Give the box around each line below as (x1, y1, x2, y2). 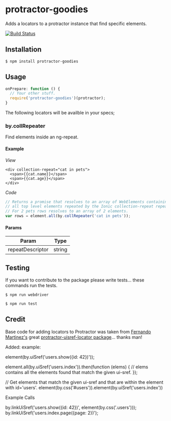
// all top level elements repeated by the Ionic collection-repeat (5, 204, 154, 209)
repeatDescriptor (8, 246, 49, 253)
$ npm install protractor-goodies (5, 59, 79, 64)
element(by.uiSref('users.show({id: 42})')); (5, 354, 95, 360)
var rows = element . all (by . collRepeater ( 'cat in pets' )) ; (5, 214, 131, 219)
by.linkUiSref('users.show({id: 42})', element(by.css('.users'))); (5, 404, 137, 410)
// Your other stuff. (10, 91, 56, 96)
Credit (5, 315, 25, 324)
